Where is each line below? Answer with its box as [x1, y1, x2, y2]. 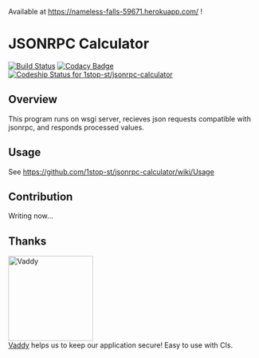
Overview [8, 93, 58, 106]
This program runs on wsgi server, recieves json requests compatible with [8, 113, 251, 123]
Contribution [8, 189, 73, 203]
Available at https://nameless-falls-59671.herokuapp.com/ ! [8, 7, 203, 16]
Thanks [8, 234, 47, 248]
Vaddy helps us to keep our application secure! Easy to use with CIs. [8, 340, 233, 350]
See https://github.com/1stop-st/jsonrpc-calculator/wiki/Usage [8, 167, 215, 177]
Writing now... [8, 211, 53, 221]
